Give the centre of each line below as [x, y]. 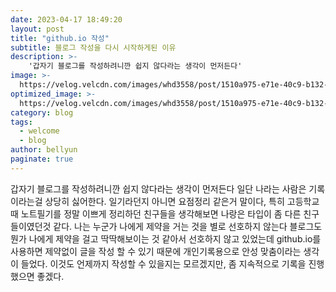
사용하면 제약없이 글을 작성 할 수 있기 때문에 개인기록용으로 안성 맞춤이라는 [156, 251]
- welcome [39, 131]
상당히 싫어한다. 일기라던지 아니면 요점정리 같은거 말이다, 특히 [164, 201]
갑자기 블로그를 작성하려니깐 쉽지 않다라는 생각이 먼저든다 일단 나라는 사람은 [158, 188]
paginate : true [42, 159]
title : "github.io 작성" [60, 38]
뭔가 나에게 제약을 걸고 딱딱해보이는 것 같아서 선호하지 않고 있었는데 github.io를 [166, 238]
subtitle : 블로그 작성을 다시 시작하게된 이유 [93, 47]
